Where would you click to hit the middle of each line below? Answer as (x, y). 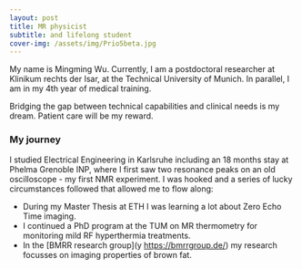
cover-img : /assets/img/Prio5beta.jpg (83, 43)
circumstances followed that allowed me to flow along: (111, 189)
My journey (35, 140)
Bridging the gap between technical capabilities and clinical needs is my (145, 107)
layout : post (34, 18)
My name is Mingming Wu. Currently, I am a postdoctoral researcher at (142, 69)
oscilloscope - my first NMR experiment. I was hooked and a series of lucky (151, 179)
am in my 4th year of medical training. (81, 88)
